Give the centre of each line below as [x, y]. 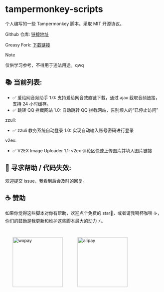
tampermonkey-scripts [54, 9]
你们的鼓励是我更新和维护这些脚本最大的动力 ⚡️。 [55, 221]
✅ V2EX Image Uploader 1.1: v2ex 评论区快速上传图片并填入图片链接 [82, 150]
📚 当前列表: [24, 83]
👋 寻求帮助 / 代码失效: [38, 168]
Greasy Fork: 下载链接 [28, 45]
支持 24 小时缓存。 [32, 104]
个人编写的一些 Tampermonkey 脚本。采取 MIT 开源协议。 [65, 23]
